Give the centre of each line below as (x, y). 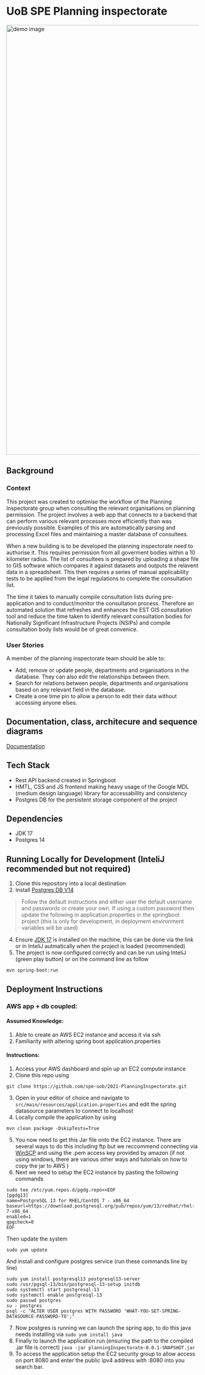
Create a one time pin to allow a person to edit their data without (96, 696)
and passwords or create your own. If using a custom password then (108, 909)
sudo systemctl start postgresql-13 (53, 1289)
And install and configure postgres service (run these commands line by (97, 1261)
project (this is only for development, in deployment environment (103, 921)
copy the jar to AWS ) (42, 1165)
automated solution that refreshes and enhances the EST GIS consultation (99, 610)
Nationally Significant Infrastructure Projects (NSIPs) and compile (88, 622)
